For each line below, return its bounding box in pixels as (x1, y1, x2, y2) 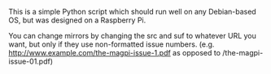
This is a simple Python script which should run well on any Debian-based (8, 7, 256, 16)
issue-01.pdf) (8, 56, 54, 66)
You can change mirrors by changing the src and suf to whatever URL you (8, 31, 256, 40)
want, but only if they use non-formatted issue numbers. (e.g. (8, 39, 215, 49)
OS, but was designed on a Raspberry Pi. (8, 15, 146, 25)
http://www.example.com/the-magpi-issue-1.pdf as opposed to (8, 48, 221, 57)
